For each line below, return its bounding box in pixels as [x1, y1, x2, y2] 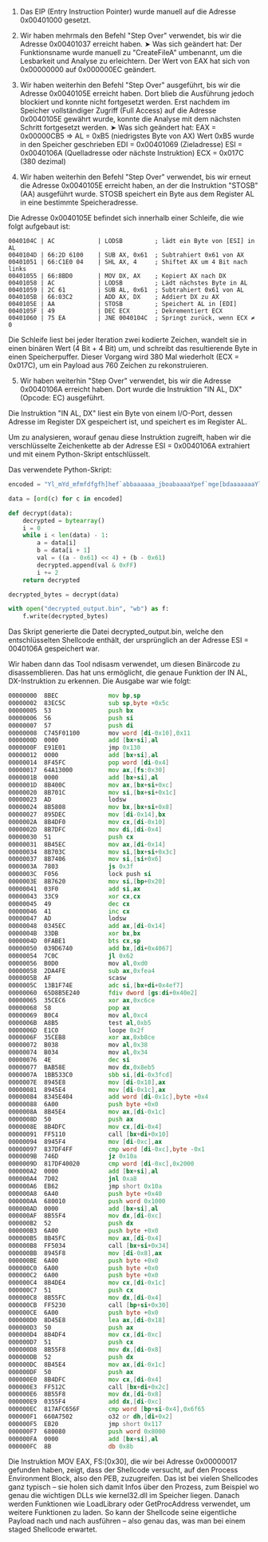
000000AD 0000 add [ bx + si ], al [8, 1205, 159, 1213]
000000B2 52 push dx [8, 1219, 134, 1228]
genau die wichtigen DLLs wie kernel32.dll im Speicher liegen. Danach [8, 1491, 240, 1500]
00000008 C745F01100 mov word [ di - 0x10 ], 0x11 [8, 729, 191, 737]
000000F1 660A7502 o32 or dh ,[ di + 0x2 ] [8, 1413, 173, 1420]
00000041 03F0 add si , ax [8, 885, 141, 893]
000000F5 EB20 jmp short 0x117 [8, 1420, 162, 1428]
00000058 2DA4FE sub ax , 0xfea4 [8, 966, 156, 974]
